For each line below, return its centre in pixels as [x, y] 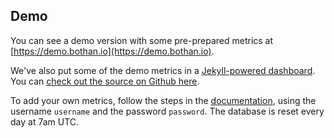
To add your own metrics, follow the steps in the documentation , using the [163, 100]
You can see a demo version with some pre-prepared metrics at [142, 40]
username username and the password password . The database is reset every [167, 111]
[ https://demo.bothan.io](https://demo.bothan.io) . [112, 51]
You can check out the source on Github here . [105, 81]
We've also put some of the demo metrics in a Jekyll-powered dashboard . [163, 70]
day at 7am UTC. [45, 121]
